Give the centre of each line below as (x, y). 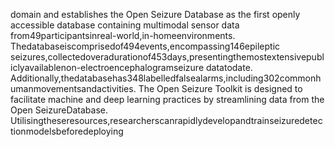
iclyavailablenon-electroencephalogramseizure (107, 67)
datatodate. (229, 67)
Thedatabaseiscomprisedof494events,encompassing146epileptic (145, 46)
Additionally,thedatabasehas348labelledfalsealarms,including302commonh (166, 78)
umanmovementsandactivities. (73, 88)
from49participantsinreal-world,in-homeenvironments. (123, 35)
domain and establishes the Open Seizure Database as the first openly (155, 14)
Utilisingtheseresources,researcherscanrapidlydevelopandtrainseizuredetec (166, 120)
